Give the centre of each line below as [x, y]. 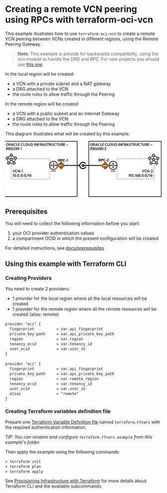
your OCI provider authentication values [53, 233]
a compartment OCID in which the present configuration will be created [85, 239]
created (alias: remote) [36, 314]
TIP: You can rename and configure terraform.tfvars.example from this [79, 437]
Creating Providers [29, 278]
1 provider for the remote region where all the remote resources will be [84, 309]
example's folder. [23, 442]
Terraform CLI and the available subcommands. [54, 486]
